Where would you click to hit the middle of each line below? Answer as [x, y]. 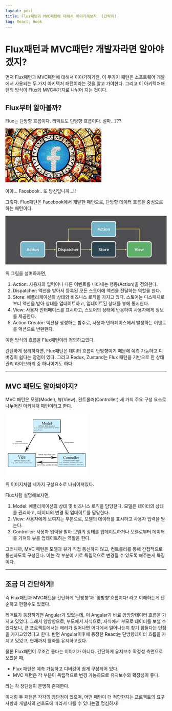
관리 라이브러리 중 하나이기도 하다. [39, 364]
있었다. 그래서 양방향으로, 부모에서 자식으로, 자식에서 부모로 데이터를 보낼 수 [90, 621]
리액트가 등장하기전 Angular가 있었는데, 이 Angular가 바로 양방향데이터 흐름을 [83, 615]
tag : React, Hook [24, 22]
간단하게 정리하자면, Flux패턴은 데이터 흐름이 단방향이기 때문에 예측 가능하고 [81, 351]
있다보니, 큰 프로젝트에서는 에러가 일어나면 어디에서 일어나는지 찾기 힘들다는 [81, 628]
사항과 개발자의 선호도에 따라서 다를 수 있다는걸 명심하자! [62, 703]
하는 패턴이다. [19, 208]
